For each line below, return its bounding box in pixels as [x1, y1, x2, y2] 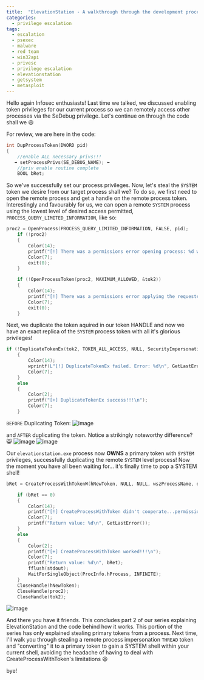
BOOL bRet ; [17, 171, 45, 177]
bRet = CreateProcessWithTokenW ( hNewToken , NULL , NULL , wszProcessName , [6, 481, 194, 487]
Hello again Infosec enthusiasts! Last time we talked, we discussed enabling [6, 99, 196, 107]
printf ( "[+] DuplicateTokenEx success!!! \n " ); [28, 397, 148, 403]
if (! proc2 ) [17, 232, 47, 238]
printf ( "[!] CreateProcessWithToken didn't [28, 509, 140, 515]
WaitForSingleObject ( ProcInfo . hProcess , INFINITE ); [28, 571, 162, 577]
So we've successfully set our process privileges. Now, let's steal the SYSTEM [6, 182, 197, 189]
